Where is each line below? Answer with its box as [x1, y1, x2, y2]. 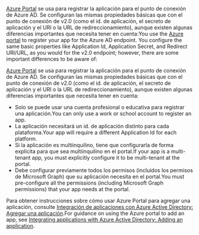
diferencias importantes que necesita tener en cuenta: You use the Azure [6, 30, 184, 37]
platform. [14, 135, 37, 142]
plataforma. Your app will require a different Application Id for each [14, 129, 177, 136]
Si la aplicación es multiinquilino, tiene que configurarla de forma [14, 142, 174, 148]
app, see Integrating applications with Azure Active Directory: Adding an [6, 216, 183, 223]
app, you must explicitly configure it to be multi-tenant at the [31, 154, 180, 161]
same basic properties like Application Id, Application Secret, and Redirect [6, 43, 188, 50]
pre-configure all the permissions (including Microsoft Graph [14, 179, 163, 186]
